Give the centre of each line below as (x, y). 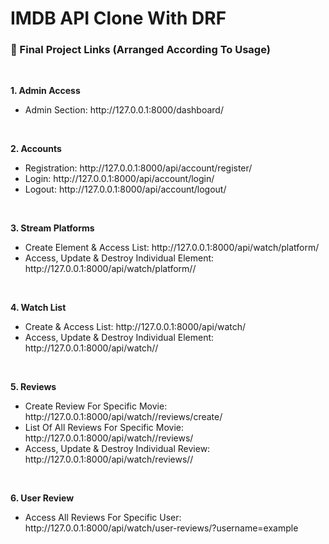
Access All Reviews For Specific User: (103, 518)
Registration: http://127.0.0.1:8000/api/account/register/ (138, 168)
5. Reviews (33, 387)
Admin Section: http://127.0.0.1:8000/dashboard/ (124, 110)
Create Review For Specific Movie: (96, 406)
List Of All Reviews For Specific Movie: (104, 428)
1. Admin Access (45, 91)
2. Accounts (36, 149)
